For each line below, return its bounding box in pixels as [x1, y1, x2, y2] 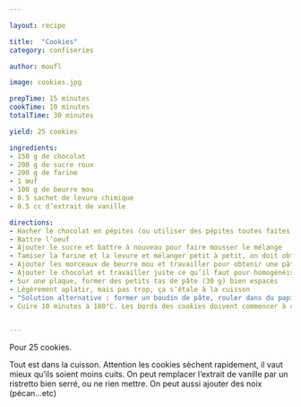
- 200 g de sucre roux [9, 160, 94, 169]
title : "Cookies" [9, 37, 78, 46]
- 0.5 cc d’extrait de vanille [9, 201, 126, 211]
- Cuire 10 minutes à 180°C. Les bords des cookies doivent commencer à [9, 302, 287, 311]
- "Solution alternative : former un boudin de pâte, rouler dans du [9, 293, 275, 302]
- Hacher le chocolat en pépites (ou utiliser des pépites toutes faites [9, 226, 291, 235]
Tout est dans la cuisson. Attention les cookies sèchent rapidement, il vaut [9, 359, 284, 370]
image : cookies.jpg [9, 78, 82, 87]
